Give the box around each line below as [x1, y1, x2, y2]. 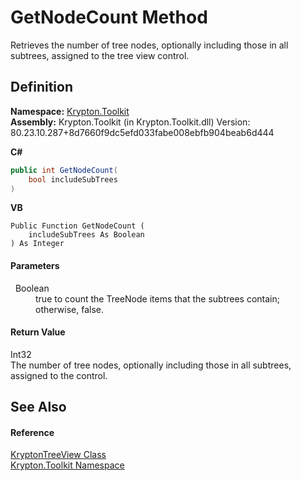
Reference [10, 426, 55, 438]
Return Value [10, 326, 66, 338]
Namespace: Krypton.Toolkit [10, 105, 130, 117]
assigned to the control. [10, 369, 108, 381]
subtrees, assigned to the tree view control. [10, 49, 190, 61]
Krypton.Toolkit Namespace [10, 459, 125, 471]
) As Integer [10, 239, 65, 249]
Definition [10, 79, 73, 96]
